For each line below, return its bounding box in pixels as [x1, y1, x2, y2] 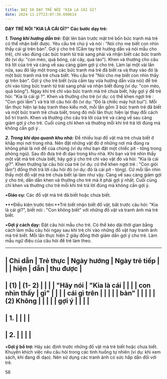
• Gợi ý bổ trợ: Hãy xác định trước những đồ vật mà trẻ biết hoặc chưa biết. [5, 344, 158, 350]
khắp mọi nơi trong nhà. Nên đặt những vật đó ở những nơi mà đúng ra [5, 140, 150, 146]
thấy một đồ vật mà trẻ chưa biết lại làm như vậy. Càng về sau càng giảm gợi [5, 172, 162, 178]
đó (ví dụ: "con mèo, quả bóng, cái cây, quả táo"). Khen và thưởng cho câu [5, 56, 159, 62]
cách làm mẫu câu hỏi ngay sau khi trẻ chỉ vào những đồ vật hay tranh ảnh [5, 227, 158, 233]
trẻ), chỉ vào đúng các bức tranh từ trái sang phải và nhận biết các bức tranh [5, 51, 162, 57]
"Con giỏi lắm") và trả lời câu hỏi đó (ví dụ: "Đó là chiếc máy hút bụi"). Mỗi [5, 98, 157, 104]
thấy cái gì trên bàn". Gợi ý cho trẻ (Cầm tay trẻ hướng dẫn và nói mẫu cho [5, 46, 158, 52]
